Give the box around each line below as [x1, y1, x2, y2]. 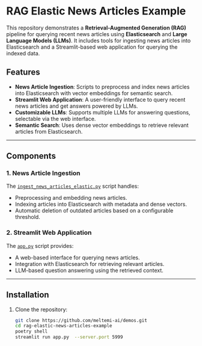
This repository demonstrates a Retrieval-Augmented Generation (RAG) [6, 24, 186, 31]
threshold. [14, 214, 40, 221]
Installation [6, 290, 49, 300]
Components [6, 151, 56, 161]
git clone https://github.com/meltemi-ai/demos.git [14, 317, 147, 323]
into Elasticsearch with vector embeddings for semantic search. [14, 89, 173, 97]
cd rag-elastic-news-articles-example [14, 323, 112, 329]
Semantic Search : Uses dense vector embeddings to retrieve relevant [14, 122, 189, 129]
